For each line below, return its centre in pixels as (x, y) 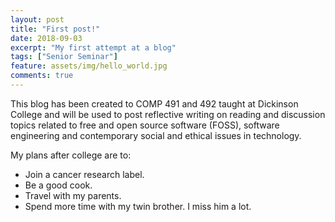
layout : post (37, 19)
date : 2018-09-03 (46, 38)
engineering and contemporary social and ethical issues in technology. (156, 135)
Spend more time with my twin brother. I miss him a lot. (138, 206)
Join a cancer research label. (84, 174)
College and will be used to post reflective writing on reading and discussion (168, 114)
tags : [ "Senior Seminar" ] (64, 57)
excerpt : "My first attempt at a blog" (93, 47)
